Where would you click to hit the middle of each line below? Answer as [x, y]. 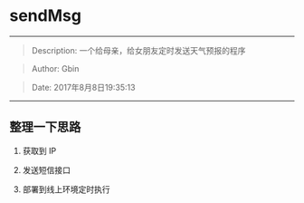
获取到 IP [39, 150]
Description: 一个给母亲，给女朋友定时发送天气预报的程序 [138, 50]
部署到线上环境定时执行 [66, 189]
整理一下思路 [45, 127]
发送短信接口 [46, 169]
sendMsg [45, 16]
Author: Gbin [55, 68]
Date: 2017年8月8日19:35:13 [83, 87]
